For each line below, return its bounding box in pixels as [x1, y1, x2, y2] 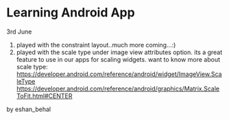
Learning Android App [6, 5, 135, 21]
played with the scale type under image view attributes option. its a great [16, 48, 223, 56]
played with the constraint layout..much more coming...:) [16, 40, 176, 49]
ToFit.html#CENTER [16, 91, 73, 100]
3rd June [6, 27, 32, 36]
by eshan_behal [6, 105, 51, 113]
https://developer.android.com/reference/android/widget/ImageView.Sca [16, 70, 222, 78]
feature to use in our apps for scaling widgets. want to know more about [16, 55, 221, 63]
